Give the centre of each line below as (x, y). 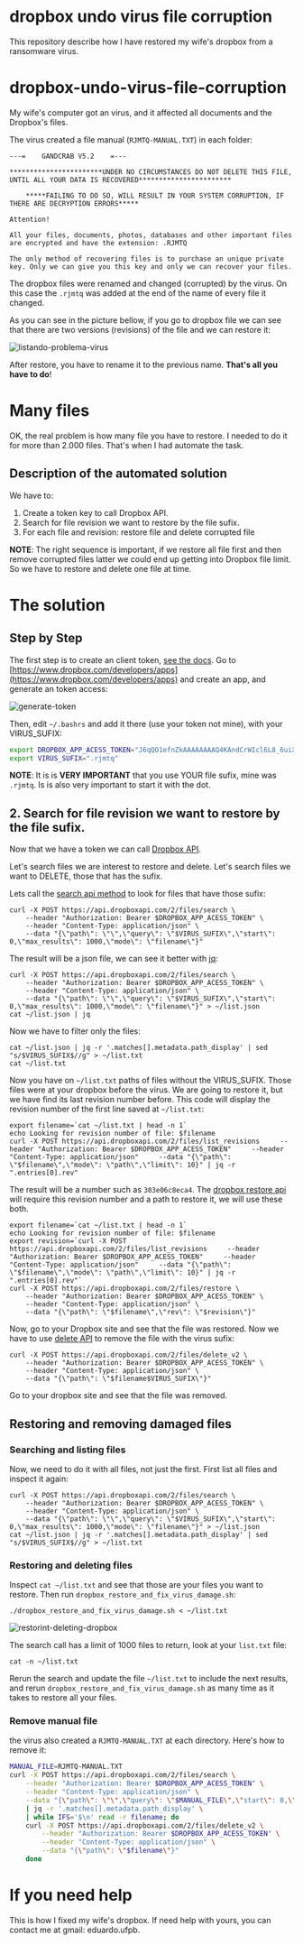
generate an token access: (59, 688)
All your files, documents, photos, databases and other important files (151, 235)
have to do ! (31, 374)
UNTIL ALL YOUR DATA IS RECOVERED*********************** (120, 180)
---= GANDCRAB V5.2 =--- (68, 156)
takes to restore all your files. (63, 1698)
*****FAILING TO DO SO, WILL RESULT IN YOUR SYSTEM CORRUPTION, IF (155, 196)
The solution (57, 605)
